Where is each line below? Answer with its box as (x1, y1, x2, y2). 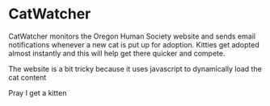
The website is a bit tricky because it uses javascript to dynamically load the (8, 63, 263, 73)
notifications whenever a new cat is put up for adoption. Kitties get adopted (8, 39, 260, 49)
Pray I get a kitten (8, 88, 67, 97)
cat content (8, 72, 47, 82)
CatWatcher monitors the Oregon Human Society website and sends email (8, 31, 256, 41)
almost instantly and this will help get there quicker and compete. (8, 48, 226, 58)
